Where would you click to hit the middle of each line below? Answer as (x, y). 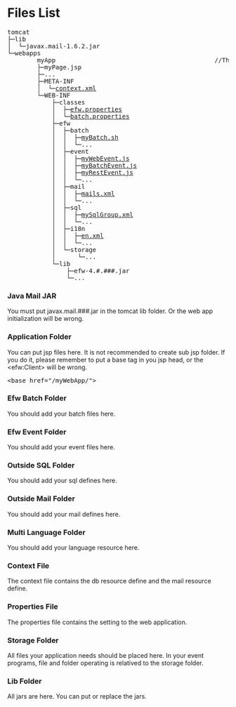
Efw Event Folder (37, 432)
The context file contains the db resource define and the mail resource (110, 581)
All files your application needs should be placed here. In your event (106, 655)
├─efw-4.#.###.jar (98, 271)
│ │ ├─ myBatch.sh (85, 137)
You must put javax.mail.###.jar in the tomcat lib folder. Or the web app (110, 311)
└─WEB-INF (54, 95)
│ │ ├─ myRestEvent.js (92, 172)
